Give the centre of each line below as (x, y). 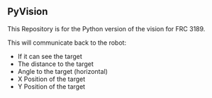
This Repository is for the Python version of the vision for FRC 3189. (106, 28)
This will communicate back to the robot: (67, 43)
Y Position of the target (51, 86)
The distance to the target (56, 64)
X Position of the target (51, 79)
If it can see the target (50, 56)
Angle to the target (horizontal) (63, 71)
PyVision (28, 12)
